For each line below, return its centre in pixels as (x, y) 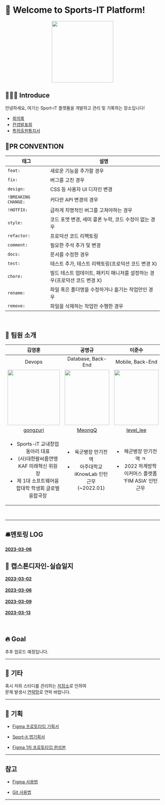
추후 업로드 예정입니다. (27, 651)
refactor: (19, 235)
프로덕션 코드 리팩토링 (74, 236)
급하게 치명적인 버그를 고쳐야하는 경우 (91, 210)
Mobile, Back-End (136, 362)
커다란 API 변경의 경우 (74, 200)
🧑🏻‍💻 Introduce (27, 95)
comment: (18, 245)
